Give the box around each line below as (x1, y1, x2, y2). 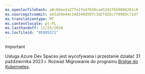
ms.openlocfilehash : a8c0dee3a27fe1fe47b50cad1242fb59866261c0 (5, 7, 139, 12)
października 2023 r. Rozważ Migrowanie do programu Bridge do (5, 59, 139, 64)
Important (5, 44, 25, 49)
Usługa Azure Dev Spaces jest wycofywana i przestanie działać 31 (5, 53, 141, 59)
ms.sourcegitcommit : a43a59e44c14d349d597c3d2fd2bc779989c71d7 (5, 12, 139, 17)
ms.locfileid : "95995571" (5, 30, 58, 35)
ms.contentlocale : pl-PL (5, 21, 56, 26)
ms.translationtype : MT (5, 16, 54, 21)
